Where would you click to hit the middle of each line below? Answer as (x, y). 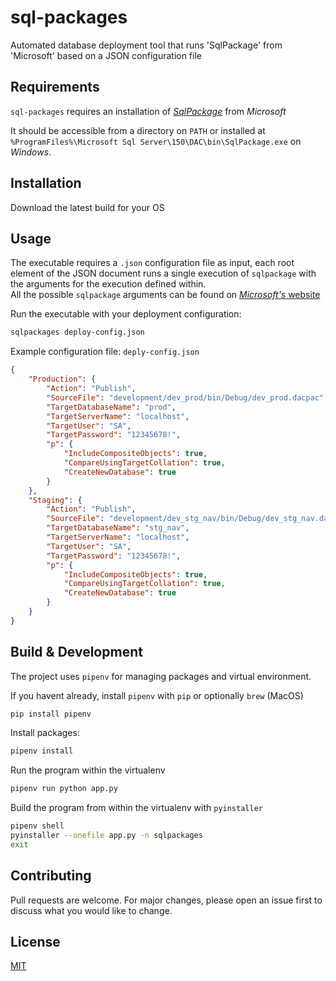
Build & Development (76, 652)
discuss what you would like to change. (91, 910)
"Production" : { (62, 379)
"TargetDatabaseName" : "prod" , (111, 407)
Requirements (55, 87)
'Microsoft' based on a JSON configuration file (106, 55)
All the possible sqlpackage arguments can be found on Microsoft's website (165, 295)
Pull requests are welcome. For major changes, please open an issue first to (166, 900)
